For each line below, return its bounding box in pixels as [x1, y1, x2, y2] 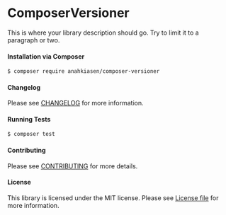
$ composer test [7, 131, 55, 138]
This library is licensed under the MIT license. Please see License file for [7, 193, 219, 202]
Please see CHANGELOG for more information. [7, 99, 144, 107]
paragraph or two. [7, 35, 60, 44]
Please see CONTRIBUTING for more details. [7, 161, 138, 170]
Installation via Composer [7, 52, 85, 61]
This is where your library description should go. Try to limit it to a [7, 28, 200, 37]
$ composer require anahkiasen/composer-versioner [7, 68, 160, 75]
